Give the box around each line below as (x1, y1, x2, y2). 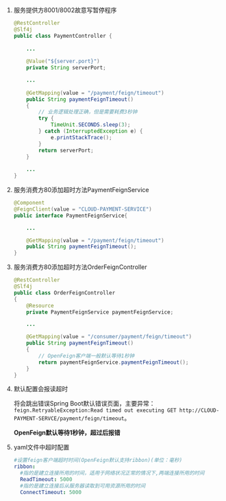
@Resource (26, 302, 54, 309)
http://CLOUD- (179, 407, 220, 414)
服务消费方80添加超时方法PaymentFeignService (13, 186, 149, 194)
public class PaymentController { (13, 32, 112, 39)
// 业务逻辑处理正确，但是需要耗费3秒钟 (38, 108, 138, 115)
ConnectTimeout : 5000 (20, 489, 82, 496)
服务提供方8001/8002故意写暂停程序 (13, 6, 117, 14)
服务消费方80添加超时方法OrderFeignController (13, 263, 147, 271)
